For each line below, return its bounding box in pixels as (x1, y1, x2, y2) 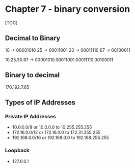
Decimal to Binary (5, 34, 60, 42)
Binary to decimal (5, 71, 60, 79)
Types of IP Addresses (5, 98, 76, 106)
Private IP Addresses (5, 113, 56, 120)
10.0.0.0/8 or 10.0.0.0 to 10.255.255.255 (12, 124, 92, 130)
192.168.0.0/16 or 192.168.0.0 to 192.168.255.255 (12, 134, 109, 141)
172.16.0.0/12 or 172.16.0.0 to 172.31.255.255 (12, 130, 101, 135)
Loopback (5, 147, 29, 154)
